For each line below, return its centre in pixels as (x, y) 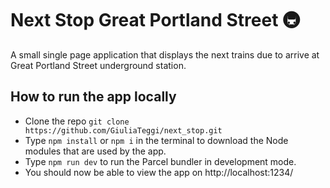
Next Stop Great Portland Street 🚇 (155, 20)
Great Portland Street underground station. (98, 65)
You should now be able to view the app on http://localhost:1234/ (159, 172)
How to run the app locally (93, 97)
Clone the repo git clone (77, 121)
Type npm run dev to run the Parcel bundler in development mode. (160, 161)
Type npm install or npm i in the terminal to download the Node (156, 140)
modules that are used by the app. (95, 151)
